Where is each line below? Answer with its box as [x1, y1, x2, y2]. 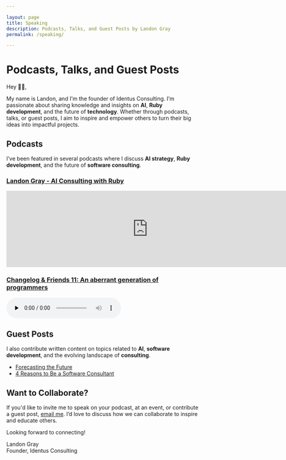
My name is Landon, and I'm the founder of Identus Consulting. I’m [6, 95, 175, 103]
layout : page [6, 14, 40, 20]
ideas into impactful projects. [6, 121, 79, 128]
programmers [6, 283, 48, 292]
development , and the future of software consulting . [6, 161, 142, 169]
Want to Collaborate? [6, 387, 89, 398]
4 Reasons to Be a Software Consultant [15, 370, 114, 378]
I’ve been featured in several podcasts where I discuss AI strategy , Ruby [6, 155, 191, 162]
